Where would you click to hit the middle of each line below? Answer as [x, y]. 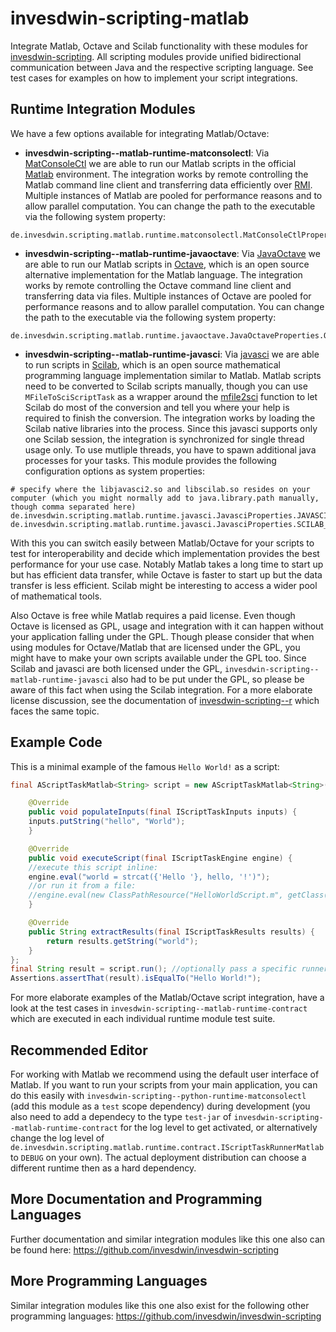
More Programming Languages [109, 1281]
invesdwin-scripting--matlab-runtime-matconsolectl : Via [147, 153]
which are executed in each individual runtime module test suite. [143, 1019]
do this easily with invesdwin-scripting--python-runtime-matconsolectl [158, 1095]
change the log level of [57, 1138]
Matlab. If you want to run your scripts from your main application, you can [164, 1085]
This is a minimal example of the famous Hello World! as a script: [145, 766]
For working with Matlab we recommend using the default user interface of [165, 1074]
